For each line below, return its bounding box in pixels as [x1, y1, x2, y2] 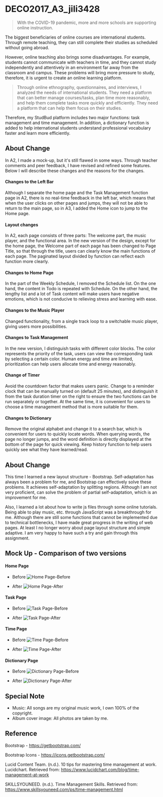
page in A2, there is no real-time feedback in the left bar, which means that [5, 194, 155, 201]
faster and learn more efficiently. [5, 130, 71, 136]
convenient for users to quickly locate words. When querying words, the [5, 431, 150, 437]
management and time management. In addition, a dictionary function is [5, 120, 149, 126]
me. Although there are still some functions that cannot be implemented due [5, 514, 158, 520]
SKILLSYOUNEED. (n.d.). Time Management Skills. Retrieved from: [5, 781, 138, 787]
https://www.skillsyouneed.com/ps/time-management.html [5, 786, 123, 792]
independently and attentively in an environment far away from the [5, 65, 139, 70]
